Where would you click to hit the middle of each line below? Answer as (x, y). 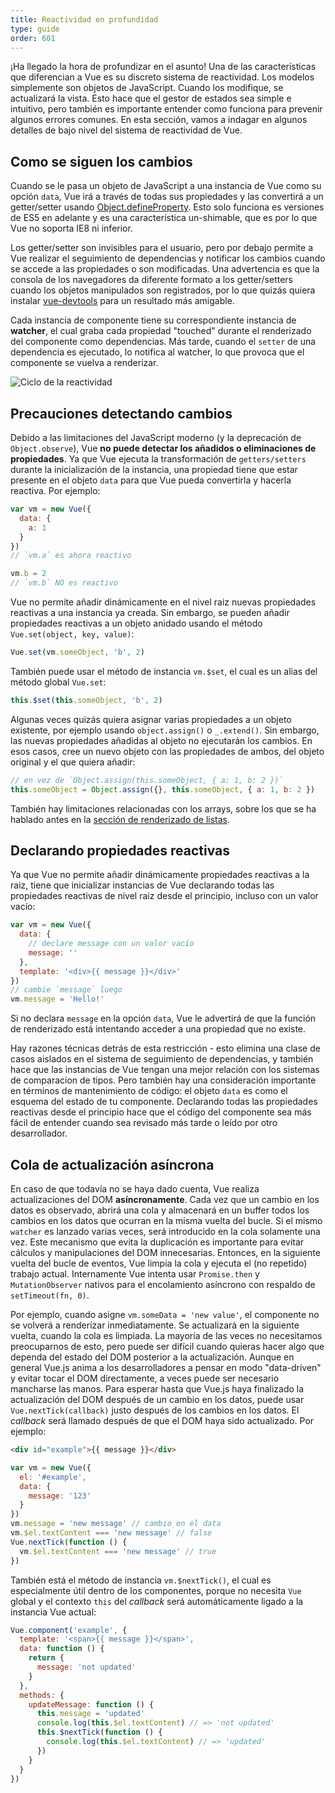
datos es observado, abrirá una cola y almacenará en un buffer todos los (160, 1210)
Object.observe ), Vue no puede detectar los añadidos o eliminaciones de (163, 448)
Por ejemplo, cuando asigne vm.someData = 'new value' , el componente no (165, 1314)
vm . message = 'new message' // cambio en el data (116, 1524)
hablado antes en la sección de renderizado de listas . (120, 819)
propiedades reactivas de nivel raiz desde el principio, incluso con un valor (164, 896)
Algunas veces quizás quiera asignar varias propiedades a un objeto (151, 719)
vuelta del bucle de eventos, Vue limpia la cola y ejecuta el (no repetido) (159, 1263)
